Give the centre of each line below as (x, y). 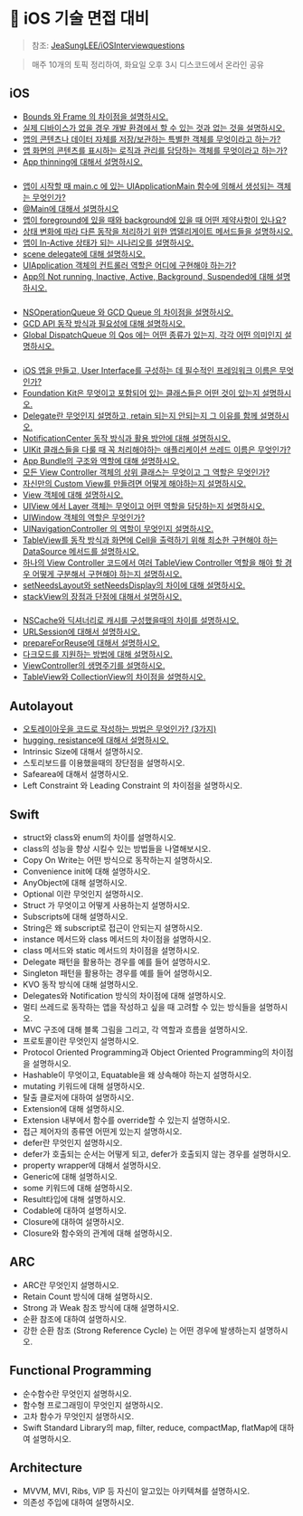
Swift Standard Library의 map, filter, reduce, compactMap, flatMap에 (150, 1427)
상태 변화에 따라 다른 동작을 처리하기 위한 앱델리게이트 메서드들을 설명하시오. (158, 231)
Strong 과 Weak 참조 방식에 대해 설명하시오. (100, 1307)
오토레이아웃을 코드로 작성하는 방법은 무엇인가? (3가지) (119, 729)
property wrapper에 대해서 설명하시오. (91, 1165)
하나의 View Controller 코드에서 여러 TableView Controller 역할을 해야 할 (152, 563)
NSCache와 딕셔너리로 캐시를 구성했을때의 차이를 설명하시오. (131, 621)
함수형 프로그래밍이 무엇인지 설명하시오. (93, 1405)
